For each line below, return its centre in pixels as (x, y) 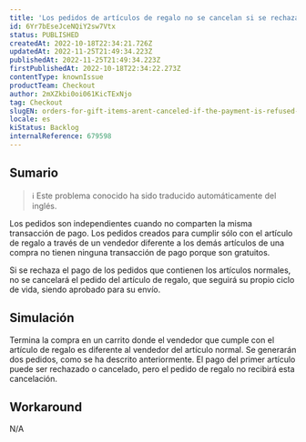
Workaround (46, 407)
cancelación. (33, 378)
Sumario (34, 173)
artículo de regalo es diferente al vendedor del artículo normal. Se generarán (153, 349)
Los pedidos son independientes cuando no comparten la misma (131, 223)
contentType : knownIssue (56, 77)
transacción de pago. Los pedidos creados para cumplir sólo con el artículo (151, 233)
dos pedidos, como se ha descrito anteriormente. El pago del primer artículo (153, 359)
